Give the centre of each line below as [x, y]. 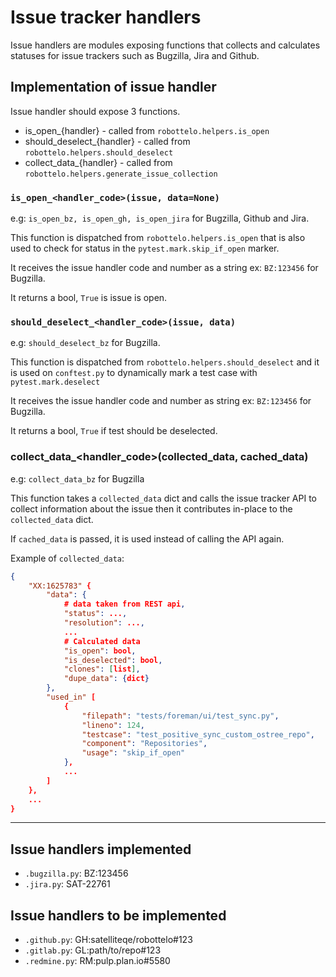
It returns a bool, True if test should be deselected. [114, 431]
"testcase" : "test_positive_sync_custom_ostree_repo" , [198, 734]
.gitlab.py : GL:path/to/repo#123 [93, 950]
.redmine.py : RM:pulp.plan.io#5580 [97, 961]
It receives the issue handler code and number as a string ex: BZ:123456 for [164, 268]
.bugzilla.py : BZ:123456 [76, 873]
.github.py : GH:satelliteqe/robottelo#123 [108, 940]
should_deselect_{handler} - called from [107, 141]
